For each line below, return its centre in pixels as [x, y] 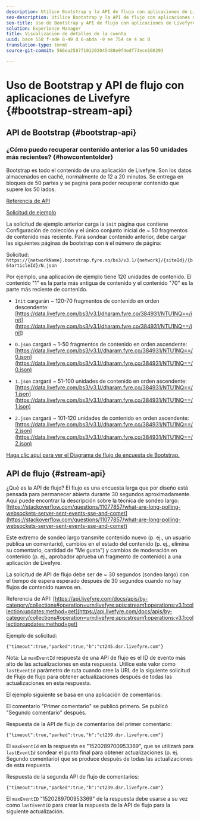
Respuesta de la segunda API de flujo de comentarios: [73, 777]
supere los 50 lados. [31, 189]
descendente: [32, 307]
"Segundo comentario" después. [46, 713]
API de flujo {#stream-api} [56, 474]
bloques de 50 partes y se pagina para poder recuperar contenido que [93, 183]
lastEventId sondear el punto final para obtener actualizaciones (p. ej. [92, 752]
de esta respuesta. [29, 765]
